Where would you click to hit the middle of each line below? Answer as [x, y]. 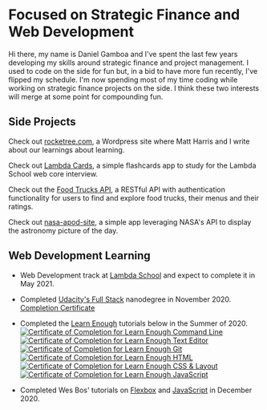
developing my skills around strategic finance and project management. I [128, 63]
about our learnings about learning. [67, 149]
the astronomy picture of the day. [63, 230]
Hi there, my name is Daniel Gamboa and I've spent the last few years [123, 54]
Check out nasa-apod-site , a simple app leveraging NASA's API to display [130, 221]
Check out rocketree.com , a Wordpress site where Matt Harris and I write [129, 141]
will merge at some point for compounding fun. [86, 96]
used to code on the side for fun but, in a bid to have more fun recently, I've [133, 71]
